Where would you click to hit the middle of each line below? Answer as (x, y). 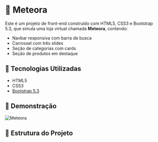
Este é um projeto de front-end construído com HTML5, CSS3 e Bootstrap (79, 23)
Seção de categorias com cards (44, 48)
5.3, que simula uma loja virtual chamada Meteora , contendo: (66, 28)
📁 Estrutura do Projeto (39, 133)
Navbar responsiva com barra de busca (52, 38)
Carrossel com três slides (38, 43)
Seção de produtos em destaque (45, 53)
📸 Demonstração (31, 106)
